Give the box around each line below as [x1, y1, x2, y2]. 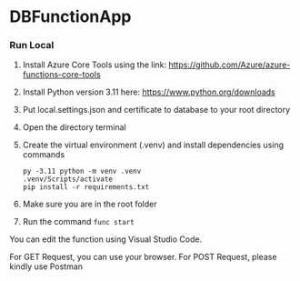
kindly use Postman [9, 261, 84, 272]
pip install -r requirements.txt [22, 183, 150, 192]
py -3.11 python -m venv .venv [22, 166, 142, 176]
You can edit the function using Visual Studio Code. [9, 234, 203, 245]
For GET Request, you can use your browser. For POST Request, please [9, 252, 277, 263]
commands [22, 149, 65, 160]
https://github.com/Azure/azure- [167, 59, 291, 70]
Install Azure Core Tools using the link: [22, 59, 167, 70]
